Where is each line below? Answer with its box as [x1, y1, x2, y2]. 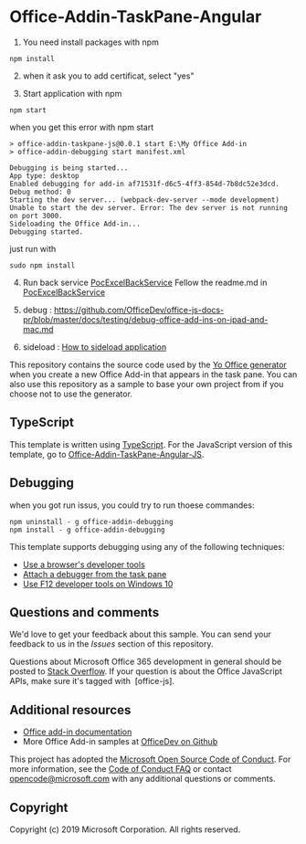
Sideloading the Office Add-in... [9, 219, 142, 228]
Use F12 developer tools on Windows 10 [22, 578, 174, 589]
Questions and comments [9, 605, 160, 620]
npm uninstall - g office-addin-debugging [9, 517, 174, 526]
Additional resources [9, 702, 132, 718]
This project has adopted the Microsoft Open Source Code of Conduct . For [9, 754, 291, 765]
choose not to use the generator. [9, 388, 132, 399]
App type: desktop [9, 171, 79, 180]
